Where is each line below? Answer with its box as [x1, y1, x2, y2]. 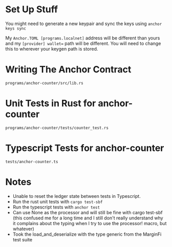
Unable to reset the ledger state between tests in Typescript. [12, 193, 141, 199]
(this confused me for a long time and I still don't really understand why [12, 215, 163, 221]
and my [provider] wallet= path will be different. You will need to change [5, 40, 161, 47]
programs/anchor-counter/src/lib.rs [5, 80, 83, 85]
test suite [12, 236, 32, 242]
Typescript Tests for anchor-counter [5, 142, 164, 154]
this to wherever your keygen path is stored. [5, 46, 98, 52]
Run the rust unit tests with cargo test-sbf [12, 198, 103, 205]
